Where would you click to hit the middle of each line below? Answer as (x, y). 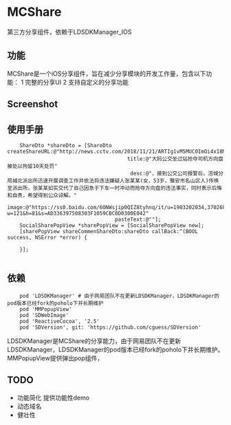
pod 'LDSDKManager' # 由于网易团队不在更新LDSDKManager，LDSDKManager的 (120, 296)
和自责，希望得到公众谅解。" (42, 195)
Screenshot (33, 104)
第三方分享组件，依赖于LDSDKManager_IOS (69, 32)
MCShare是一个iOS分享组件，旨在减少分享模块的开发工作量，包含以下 (107, 74)
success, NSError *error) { (47, 237)
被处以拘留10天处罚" (32, 166)
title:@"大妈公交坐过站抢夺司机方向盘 (175, 159)
